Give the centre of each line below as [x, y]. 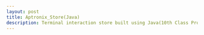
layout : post [23, 12]
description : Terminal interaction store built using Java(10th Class [97, 23]
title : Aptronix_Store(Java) [43, 17]
